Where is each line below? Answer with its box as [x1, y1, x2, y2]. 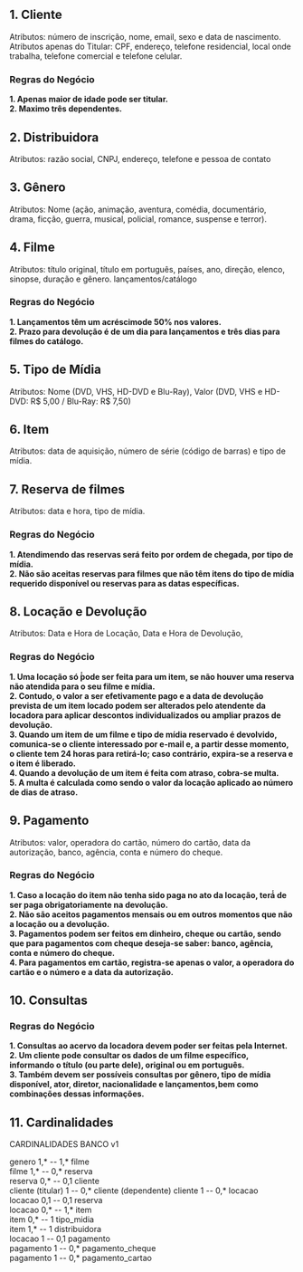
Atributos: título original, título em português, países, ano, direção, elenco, [9, 263, 285, 274]
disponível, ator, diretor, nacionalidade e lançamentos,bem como [9, 1079, 260, 1090]
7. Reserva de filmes [9, 482, 125, 497]
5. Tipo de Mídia [9, 362, 101, 378]
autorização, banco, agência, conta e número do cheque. [9, 846, 223, 857]
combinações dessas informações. [9, 1088, 145, 1099]
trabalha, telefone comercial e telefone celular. [9, 50, 183, 62]
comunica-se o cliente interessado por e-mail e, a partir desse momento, [9, 738, 289, 750]
